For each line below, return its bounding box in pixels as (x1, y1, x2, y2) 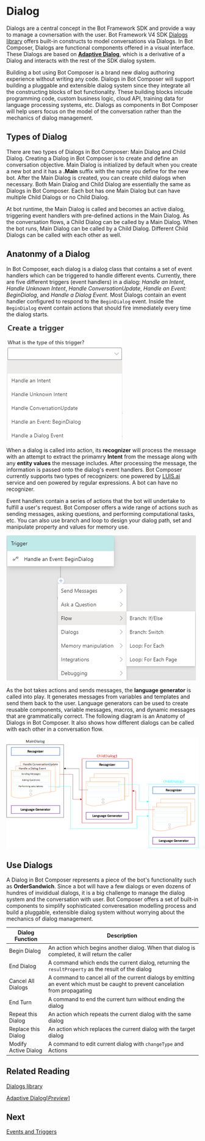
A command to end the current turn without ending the (48, 995, 185, 1002)
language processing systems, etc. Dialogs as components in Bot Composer (6, 101, 198, 108)
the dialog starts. (6, 310, 49, 318)
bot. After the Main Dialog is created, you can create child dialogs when (6, 174, 186, 181)
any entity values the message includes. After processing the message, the (6, 459, 197, 466)
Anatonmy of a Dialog (6, 249, 90, 259)
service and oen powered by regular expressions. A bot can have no (6, 479, 178, 486)
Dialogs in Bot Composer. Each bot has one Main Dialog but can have (6, 187, 181, 194)
